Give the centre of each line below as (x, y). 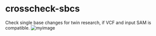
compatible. (18, 27)
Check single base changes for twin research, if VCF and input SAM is (78, 22)
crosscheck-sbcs (43, 9)
